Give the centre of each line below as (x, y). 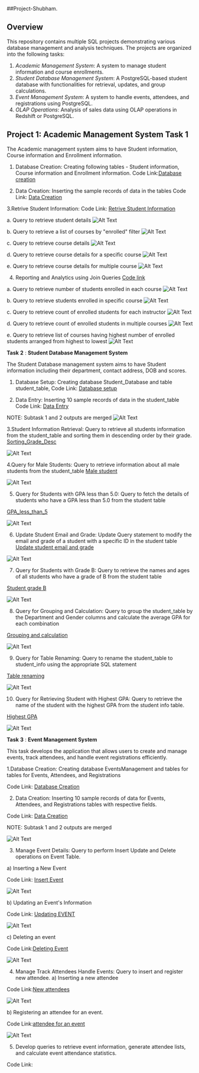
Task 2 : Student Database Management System (67, 353)
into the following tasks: (36, 54)
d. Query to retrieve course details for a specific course (74, 254)
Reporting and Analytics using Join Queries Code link (80, 277)
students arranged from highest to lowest (57, 341)
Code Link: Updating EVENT (41, 914)
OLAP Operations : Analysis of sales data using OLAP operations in (96, 110)
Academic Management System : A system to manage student (91, 65)
